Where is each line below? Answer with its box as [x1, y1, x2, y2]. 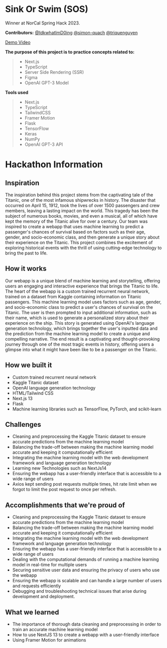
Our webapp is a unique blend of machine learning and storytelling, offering [5, 277, 161, 283]
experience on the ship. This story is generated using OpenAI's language [5, 320, 155, 326]
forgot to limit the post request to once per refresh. [12, 487, 117, 493]
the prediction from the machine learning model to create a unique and [5, 330, 150, 337]
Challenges [5, 420, 41, 429]
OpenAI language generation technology [12, 385, 96, 390]
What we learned [5, 608, 59, 616]
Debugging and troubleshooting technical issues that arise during [12, 588, 147, 594]
